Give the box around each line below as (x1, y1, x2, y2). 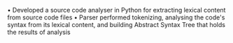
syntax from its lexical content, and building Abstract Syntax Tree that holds (7, 21, 226, 28)
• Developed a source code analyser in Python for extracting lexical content (7, 6, 226, 14)
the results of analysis (7, 28, 71, 36)
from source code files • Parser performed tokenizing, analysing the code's (7, 13, 225, 21)
